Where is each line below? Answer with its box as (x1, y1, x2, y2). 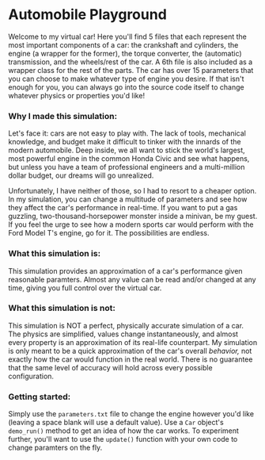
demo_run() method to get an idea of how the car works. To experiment (8, 426, 240, 435)
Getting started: (8, 391, 71, 402)
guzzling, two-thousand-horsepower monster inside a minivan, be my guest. (8, 212, 258, 221)
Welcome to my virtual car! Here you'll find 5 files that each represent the (8, 32, 247, 41)
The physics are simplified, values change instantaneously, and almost (8, 329, 239, 339)
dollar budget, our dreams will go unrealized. (8, 171, 154, 180)
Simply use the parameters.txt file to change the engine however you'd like (8, 409, 255, 419)
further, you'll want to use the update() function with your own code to (8, 435, 238, 444)
